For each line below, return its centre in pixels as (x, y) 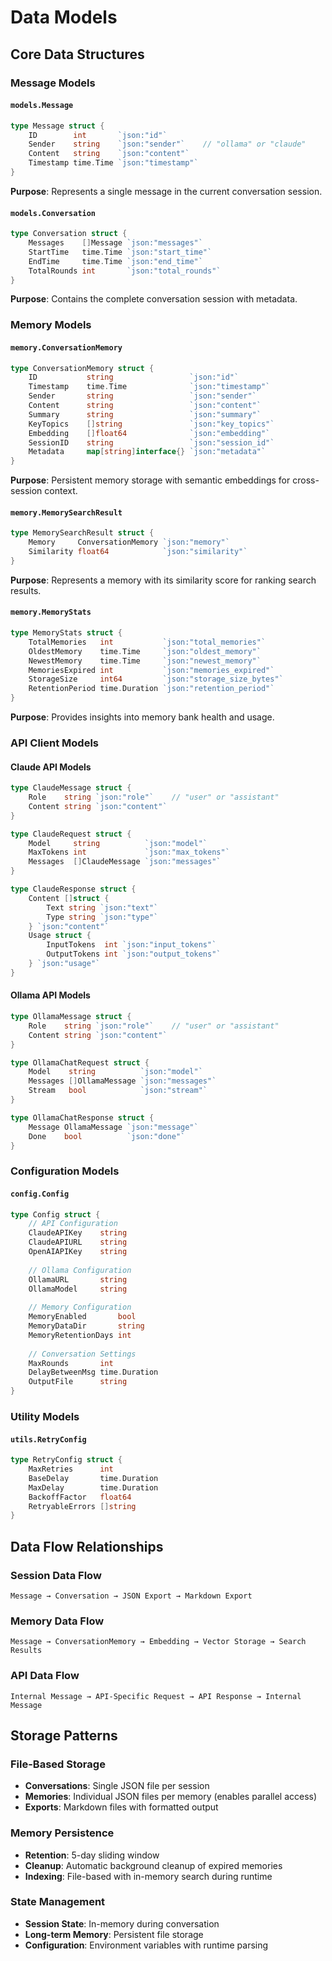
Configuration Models (65, 1171)
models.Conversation (53, 213)
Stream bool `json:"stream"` (118, 1091)
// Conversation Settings (82, 1354)
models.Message (42, 106)
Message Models (53, 83)
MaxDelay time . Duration (93, 1487)
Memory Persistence (62, 1833)
